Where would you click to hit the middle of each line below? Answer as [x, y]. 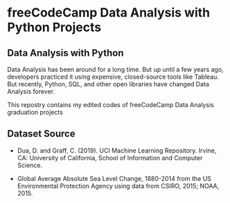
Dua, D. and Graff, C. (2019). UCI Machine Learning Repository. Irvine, [117, 151]
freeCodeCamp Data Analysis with [109, 13]
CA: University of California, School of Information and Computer [110, 157]
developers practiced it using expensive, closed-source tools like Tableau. [113, 77]
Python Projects [54, 27]
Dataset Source [41, 134]
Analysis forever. [31, 91]
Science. [30, 165]
